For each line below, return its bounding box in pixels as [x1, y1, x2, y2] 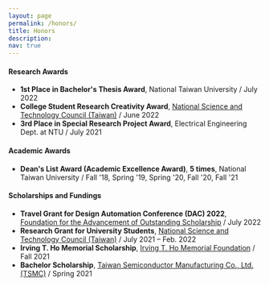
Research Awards [8, 66, 68, 77]
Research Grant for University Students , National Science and [19, 226, 229, 235]
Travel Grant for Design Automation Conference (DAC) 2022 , [19, 209, 227, 218]
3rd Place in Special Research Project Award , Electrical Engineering [19, 118, 247, 129]
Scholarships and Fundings [8, 191, 102, 201]
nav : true [8, 42, 42, 50]
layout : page [8, 11, 52, 20]
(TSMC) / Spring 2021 [19, 268, 92, 278]
